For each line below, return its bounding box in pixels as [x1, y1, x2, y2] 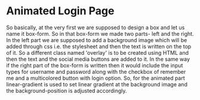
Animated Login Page [6, 4, 115, 18]
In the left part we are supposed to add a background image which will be [6, 36, 187, 43]
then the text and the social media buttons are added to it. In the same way [6, 55, 190, 62]
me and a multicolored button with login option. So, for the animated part [6, 74, 185, 82]
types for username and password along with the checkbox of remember [6, 68, 186, 75]
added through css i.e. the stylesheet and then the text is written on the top [6, 43, 192, 50]
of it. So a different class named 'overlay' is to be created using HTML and [6, 49, 189, 56]
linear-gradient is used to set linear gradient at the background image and [6, 80, 188, 87]
